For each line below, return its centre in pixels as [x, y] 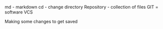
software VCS [19, 12]
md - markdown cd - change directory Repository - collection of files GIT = [81, 7]
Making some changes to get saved [41, 22]
